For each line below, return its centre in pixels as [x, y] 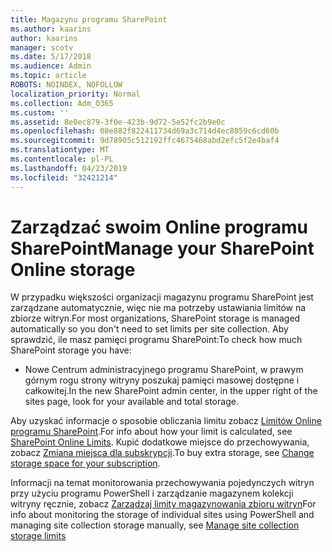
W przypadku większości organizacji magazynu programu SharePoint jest [162, 297]
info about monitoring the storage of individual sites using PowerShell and [162, 515]
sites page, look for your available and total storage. [131, 402]
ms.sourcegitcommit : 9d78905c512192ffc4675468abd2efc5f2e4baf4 [145, 141]
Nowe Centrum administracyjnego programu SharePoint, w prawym [164, 370]
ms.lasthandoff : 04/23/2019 [69, 168]
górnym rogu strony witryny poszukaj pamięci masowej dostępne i [162, 380]
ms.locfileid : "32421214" [64, 177]
